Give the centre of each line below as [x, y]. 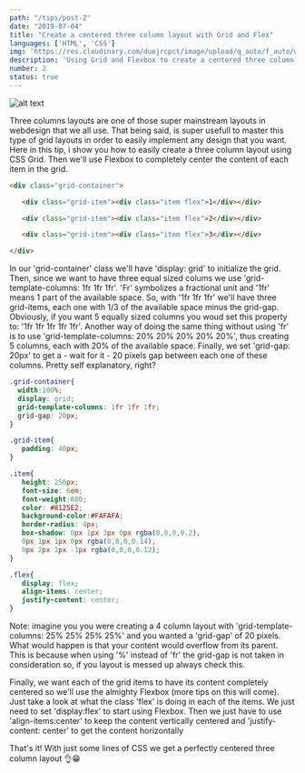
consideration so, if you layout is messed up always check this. [127, 664]
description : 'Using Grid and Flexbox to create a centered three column [152, 60]
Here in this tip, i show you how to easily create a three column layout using [151, 149]
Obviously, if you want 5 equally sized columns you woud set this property [148, 317]
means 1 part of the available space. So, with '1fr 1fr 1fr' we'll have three [143, 297]
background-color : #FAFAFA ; [73, 516]
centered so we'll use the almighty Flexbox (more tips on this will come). [144, 692]
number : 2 [28, 69]
